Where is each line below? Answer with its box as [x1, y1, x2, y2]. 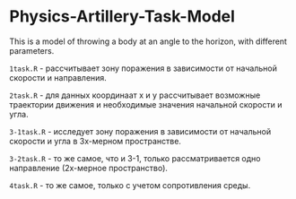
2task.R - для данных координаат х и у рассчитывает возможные [9, 90, 261, 100]
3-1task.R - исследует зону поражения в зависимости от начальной [9, 125, 272, 136]
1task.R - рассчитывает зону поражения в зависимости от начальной [9, 63, 278, 74]
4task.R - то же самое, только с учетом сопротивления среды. [9, 179, 251, 190]
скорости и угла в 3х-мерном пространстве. [9, 135, 182, 146]
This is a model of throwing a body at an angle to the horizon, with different [9, 36, 287, 47]
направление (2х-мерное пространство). [9, 162, 169, 173]
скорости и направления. [9, 72, 108, 82]
